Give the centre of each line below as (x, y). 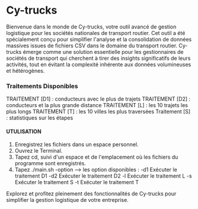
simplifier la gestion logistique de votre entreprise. (67, 200)
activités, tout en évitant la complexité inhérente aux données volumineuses (99, 64)
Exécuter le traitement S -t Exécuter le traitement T (77, 182)
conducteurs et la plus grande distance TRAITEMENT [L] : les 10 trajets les (97, 105)
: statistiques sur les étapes (40, 118)
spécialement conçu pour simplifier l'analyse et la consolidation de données (99, 39)
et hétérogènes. (25, 70)
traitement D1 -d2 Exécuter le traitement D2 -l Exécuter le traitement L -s (103, 176)
